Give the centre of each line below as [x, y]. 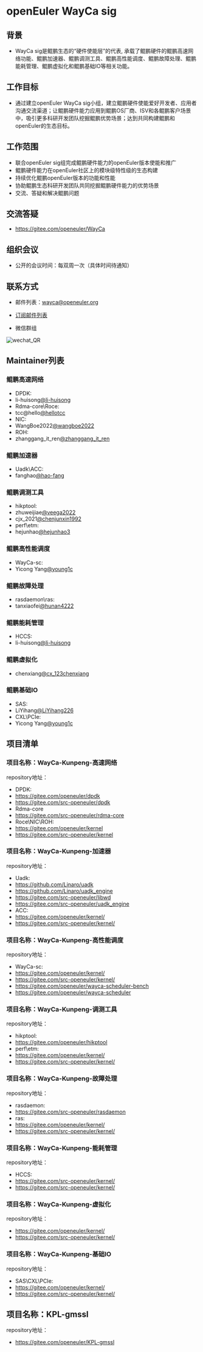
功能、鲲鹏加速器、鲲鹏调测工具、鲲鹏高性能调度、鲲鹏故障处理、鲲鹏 [108, 58]
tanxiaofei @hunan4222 [44, 606]
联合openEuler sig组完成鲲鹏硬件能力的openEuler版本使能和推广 [95, 162]
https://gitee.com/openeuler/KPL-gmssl [65, 1342]
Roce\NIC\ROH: [35, 822]
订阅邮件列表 [31, 315]
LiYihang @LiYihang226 [44, 710]
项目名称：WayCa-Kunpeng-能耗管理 [62, 1148]
